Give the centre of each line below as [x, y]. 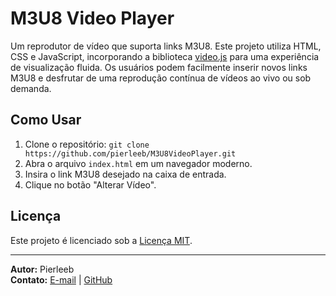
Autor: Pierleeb [42, 269]
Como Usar [46, 120]
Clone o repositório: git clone [87, 144]
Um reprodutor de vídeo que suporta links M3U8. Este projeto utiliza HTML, [166, 46]
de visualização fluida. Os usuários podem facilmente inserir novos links [159, 67]
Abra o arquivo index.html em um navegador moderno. [138, 163]
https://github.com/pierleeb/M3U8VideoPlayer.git [130, 153]
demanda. [31, 88]
